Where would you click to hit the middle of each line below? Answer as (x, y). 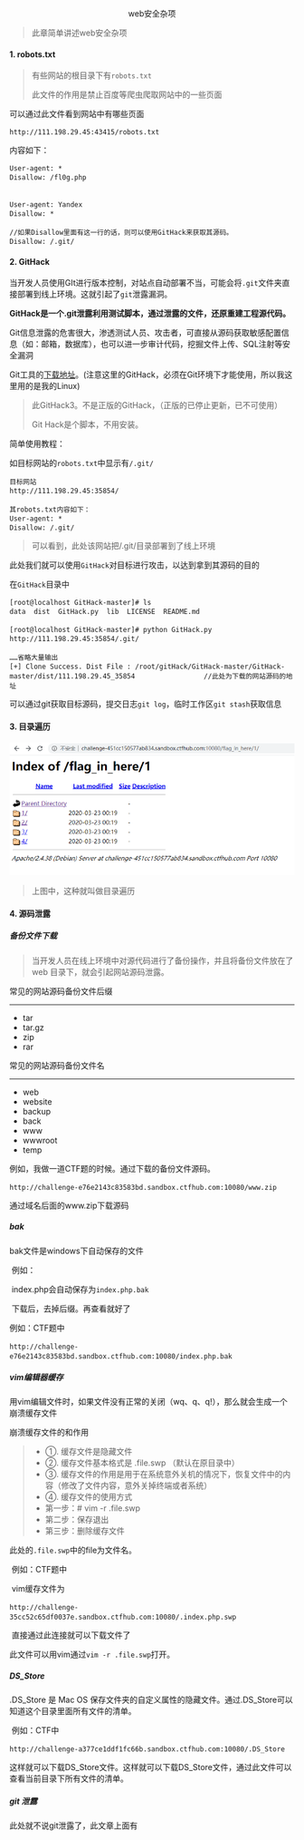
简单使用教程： (37, 444)
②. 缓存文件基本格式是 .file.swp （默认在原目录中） (142, 1463)
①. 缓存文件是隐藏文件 (89, 1452)
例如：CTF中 (35, 1730)
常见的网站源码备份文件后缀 (61, 991)
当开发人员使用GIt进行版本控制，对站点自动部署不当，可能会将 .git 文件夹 (146, 283)
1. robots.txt (33, 54)
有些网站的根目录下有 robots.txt (91, 75)
